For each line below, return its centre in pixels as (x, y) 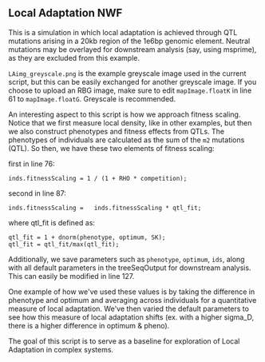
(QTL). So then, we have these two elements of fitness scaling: (111, 148)
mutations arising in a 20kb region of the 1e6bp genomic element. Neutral (129, 41)
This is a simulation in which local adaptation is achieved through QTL (123, 32)
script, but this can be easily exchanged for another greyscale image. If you (132, 82)
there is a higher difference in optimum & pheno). (89, 325)
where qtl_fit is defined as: (52, 222)
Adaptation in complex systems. (61, 349)
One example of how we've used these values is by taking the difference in (132, 292)
